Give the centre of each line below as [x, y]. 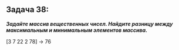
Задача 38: [27, 10]
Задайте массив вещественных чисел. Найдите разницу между [89, 24]
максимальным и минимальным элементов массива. [77, 30]
